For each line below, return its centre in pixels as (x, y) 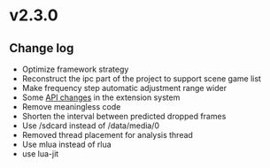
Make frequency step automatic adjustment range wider (124, 88)
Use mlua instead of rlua (67, 144)
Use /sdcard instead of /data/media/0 (91, 126)
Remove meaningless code (71, 107)
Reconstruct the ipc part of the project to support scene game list (141, 79)
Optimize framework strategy (75, 69)
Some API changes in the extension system (101, 97)
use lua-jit (40, 154)
